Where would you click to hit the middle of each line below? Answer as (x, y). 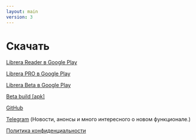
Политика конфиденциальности (46, 131)
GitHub (15, 108)
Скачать (28, 46)
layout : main (22, 11)
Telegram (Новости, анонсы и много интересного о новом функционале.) (98, 119)
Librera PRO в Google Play (38, 74)
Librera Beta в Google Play (38, 85)
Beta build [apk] (26, 96)
